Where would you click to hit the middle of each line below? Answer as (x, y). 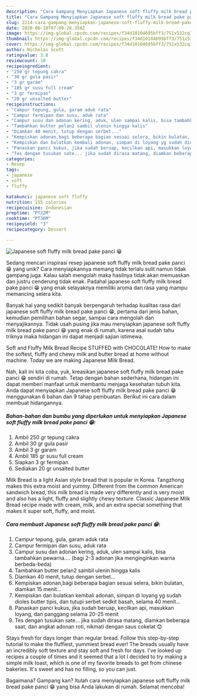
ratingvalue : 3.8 (27, 55)
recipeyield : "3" (27, 224)
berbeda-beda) (33, 564)
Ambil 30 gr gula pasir (41, 443)
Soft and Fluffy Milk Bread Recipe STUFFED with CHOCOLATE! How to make (98, 347)
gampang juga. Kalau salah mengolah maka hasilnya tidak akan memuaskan (98, 275)
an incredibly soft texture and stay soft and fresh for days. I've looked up (94, 650)
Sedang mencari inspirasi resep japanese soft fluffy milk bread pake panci (96, 262)
